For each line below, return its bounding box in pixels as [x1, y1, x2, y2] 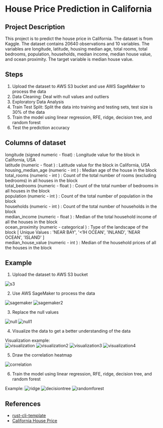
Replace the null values [12, 309, 59, 315]
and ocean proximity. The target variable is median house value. [5, 56, 134, 62]
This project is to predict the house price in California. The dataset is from [5, 36, 153, 41]
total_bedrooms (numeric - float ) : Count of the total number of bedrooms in [5, 182, 159, 188]
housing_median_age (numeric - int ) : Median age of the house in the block [5, 167, 157, 173]
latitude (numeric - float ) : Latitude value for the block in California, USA [5, 162, 150, 168]
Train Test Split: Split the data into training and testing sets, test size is [12, 104, 153, 110]
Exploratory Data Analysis [12, 99, 64, 105]
